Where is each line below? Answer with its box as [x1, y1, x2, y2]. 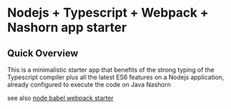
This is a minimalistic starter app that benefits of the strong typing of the [7, 66, 214, 74]
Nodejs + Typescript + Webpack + [7, 5, 209, 21]
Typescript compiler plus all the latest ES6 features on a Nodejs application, [7, 73, 224, 81]
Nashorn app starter [7, 19, 127, 35]
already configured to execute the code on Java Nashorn [7, 81, 171, 88]
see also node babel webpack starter [7, 94, 113, 102]
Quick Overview [7, 47, 79, 59]
